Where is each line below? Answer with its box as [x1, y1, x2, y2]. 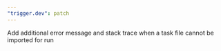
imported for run [7, 35, 54, 44]
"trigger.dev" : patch [7, 10, 70, 17]
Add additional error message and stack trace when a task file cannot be [7, 29, 214, 37]
